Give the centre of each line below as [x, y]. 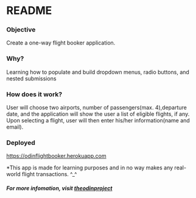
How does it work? [34, 94]
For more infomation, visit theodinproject [59, 188]
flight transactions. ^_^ [49, 174]
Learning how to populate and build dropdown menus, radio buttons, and [98, 72]
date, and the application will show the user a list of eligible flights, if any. [98, 114]
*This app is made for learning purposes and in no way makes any [90, 168]
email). [15, 127]
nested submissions [31, 78]
